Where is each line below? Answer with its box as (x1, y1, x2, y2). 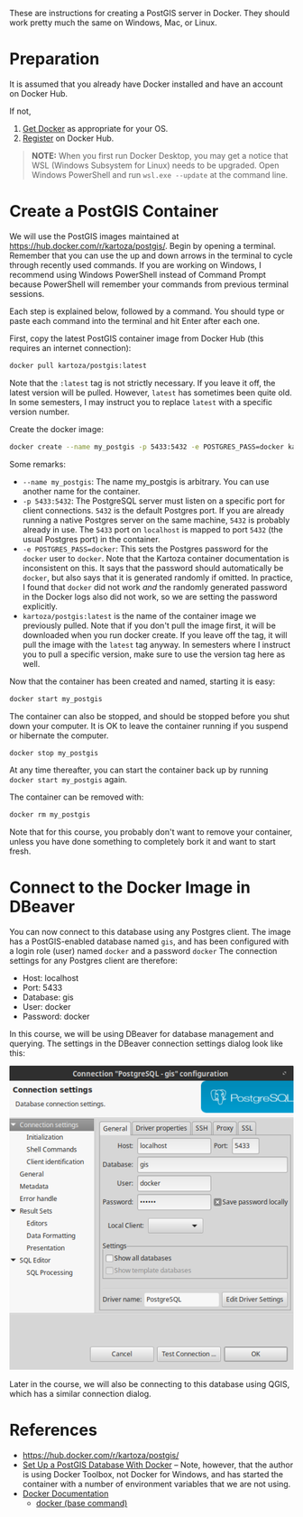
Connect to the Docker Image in (9, 877, 251, 898)
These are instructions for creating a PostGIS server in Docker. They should (9, 8, 290, 18)
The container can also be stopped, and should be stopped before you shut (9, 710, 290, 721)
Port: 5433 (22, 983, 63, 994)
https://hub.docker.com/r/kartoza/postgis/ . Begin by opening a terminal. (9, 240, 277, 251)
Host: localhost (22, 973, 79, 984)
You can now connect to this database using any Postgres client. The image (9, 927, 291, 938)
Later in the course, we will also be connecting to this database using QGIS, (9, 1379, 290, 1390)
